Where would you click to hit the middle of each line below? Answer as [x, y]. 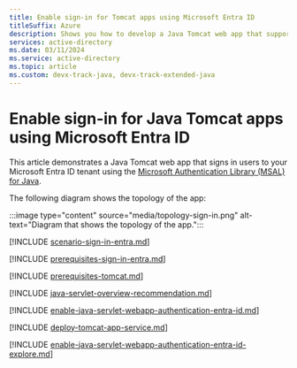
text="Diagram [36, 224]
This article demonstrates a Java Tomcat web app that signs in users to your [148, 162]
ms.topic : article [43, 67]
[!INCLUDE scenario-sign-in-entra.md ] [80, 241]
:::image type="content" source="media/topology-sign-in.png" [124, 215]
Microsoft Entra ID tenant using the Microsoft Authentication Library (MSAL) [147, 171]
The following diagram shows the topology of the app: [107, 198]
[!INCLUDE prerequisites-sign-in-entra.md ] [88, 258]
